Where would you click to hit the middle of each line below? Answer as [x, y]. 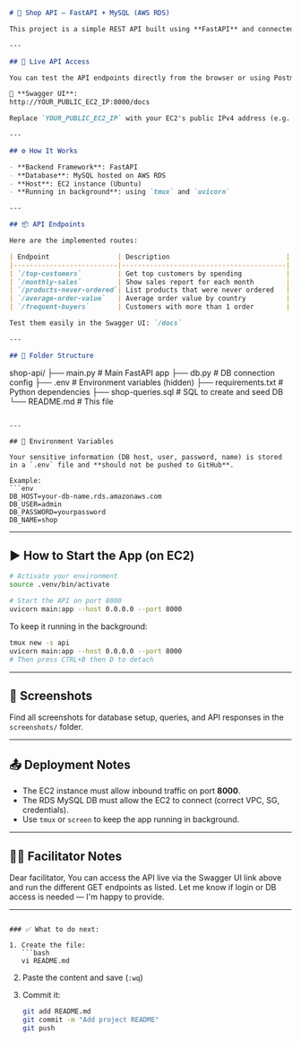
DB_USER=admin [36, 504]
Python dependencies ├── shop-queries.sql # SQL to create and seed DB [146, 391]
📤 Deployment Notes [70, 764]
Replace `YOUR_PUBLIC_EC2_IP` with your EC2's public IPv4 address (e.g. [150, 118]
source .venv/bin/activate [60, 585]
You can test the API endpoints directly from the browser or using [140, 78]
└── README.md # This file [61, 401]
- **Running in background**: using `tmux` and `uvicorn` [120, 192]
